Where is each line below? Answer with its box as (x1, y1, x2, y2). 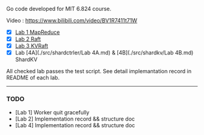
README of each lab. (6, 74, 59, 81)
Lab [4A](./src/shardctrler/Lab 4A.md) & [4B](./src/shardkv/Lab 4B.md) (15, 49, 194, 56)
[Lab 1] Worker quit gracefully (15, 108, 90, 116)
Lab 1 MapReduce (15, 28, 60, 36)
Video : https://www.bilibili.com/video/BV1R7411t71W (6, 17, 138, 24)
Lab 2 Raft (15, 36, 41, 43)
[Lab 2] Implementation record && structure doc (15, 115, 135, 122)
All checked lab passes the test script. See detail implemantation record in (6, 68, 192, 75)
